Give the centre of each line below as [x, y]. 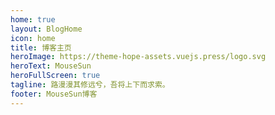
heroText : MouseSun [51, 66]
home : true [33, 19]
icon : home [33, 38]
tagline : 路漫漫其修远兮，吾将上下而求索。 [90, 85]
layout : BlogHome [46, 29]
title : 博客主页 [41, 47]
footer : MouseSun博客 [54, 94]
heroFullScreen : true [55, 76]
